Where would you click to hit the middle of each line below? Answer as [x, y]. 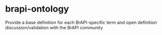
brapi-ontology [37, 9]
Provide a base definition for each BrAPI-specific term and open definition [81, 22]
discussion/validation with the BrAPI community [54, 27]
